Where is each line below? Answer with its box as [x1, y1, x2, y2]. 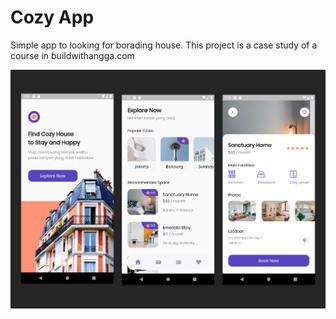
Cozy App [10, 6, 95, 29]
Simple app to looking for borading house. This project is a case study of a [10, 39, 318, 51]
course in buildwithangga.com [10, 49, 135, 61]
